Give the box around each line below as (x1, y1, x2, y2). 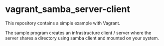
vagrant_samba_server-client (5, 3, 131, 15)
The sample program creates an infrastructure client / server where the (5, 29, 152, 35)
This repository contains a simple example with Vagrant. (5, 20, 121, 26)
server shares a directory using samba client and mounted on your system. (5, 35, 160, 41)
